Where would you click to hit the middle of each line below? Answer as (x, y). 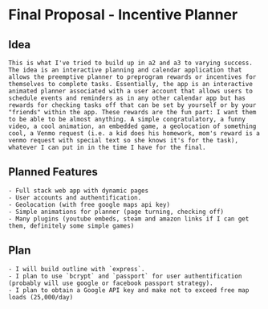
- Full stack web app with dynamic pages (79, 191)
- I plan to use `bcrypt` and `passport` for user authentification (125, 276)
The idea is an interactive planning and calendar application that (125, 70)
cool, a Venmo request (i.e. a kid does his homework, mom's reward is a (134, 134)
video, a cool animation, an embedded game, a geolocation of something (132, 126)
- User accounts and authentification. (75, 198)
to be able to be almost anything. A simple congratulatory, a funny (127, 119)
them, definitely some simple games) (71, 226)
